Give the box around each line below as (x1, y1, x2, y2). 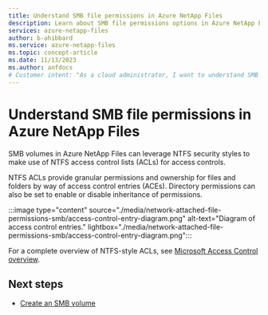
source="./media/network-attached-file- (89, 205, 222, 215)
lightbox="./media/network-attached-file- (87, 222, 224, 231)
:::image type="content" (8, 205, 88, 215)
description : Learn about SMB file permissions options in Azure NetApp (8, 19, 255, 27)
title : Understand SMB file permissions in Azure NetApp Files (8, 11, 223, 20)
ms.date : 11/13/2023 (8, 57, 77, 65)
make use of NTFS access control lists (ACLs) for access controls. (8, 157, 226, 167)
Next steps (8, 277, 64, 291)
